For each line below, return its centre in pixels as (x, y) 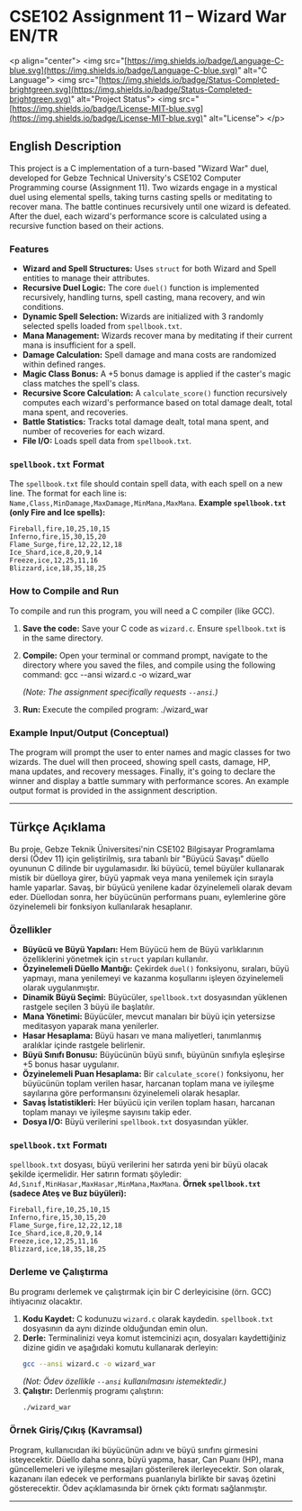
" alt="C (253, 70)
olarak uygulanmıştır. (61, 988)
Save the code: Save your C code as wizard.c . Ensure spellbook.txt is (154, 628)
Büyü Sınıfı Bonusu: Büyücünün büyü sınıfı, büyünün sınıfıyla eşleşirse (154, 1055)
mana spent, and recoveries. (75, 413)
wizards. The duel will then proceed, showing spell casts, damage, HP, (140, 761)
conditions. (43, 307)
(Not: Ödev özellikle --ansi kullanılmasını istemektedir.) (124, 1381)
